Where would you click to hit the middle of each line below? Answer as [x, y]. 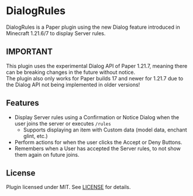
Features [23, 103]
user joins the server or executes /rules [63, 123]
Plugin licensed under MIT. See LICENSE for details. [68, 187]
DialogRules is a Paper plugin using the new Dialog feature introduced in [93, 27]
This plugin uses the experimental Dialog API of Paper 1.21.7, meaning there [97, 66]
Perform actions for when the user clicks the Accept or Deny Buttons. [98, 142]
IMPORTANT [29, 52]
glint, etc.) [35, 136]
